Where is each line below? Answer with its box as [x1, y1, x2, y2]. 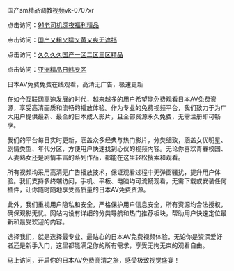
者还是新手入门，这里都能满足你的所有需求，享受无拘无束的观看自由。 [7, 241, 209, 249]
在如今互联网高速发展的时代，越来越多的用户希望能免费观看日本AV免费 [7, 95, 211, 103]
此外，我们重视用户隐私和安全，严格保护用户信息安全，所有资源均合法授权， [7, 201, 227, 208]
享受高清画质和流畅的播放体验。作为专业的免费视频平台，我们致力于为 [19, 104, 221, 111]
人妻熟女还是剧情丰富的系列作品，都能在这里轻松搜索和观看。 [7, 153, 185, 162]
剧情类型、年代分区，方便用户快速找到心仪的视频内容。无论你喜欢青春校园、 [7, 145, 227, 153]
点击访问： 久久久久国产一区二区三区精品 [7, 51, 123, 59]
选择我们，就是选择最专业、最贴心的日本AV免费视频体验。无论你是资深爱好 [7, 233, 223, 240]
